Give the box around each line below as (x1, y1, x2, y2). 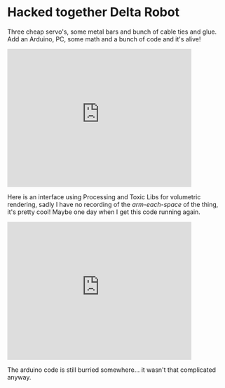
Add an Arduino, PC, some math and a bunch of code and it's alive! (7, 34, 201, 43)
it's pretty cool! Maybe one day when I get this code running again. (7, 208, 201, 216)
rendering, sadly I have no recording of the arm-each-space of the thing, (7, 200, 219, 208)
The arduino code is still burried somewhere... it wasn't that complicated (7, 366, 216, 374)
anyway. (7, 373, 32, 381)
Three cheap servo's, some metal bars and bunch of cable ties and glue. (7, 27, 217, 36)
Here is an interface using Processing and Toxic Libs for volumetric (7, 192, 201, 201)
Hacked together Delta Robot (7, 4, 180, 20)
